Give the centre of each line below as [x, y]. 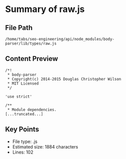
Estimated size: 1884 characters [45, 146]
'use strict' [19, 96]
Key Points [22, 129]
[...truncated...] [24, 114]
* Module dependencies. [32, 109]
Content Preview [32, 59]
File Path [19, 28]
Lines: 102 [23, 152]
